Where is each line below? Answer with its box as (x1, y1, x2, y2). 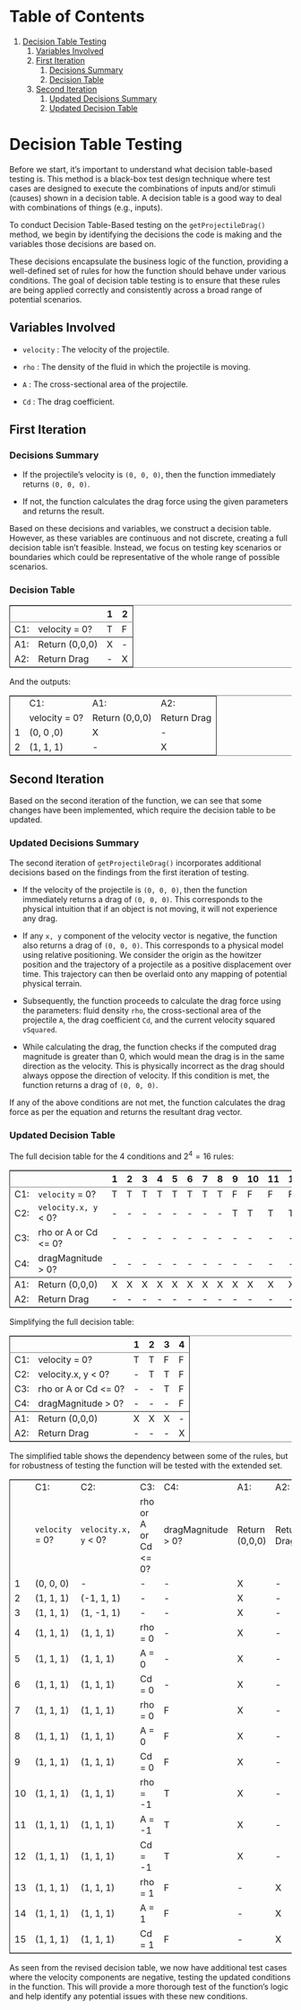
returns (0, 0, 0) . (21, 478, 90, 490)
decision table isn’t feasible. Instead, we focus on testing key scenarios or (9, 542, 282, 553)
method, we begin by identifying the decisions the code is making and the (9, 229, 282, 240)
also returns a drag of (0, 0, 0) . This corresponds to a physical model (21, 940, 284, 951)
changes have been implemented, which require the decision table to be (9, 805, 276, 816)
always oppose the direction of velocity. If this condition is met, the (21, 1070, 271, 1081)
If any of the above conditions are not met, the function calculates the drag (9, 1097, 286, 1108)
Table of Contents (9, 6, 145, 27)
